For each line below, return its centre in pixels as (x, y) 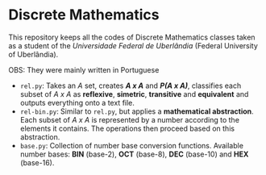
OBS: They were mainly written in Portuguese (84, 69)
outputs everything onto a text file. (77, 102)
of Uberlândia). (33, 54)
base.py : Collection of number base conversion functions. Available (132, 145)
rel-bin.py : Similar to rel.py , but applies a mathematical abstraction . (137, 111)
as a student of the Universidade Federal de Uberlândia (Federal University (133, 45)
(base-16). (37, 162)
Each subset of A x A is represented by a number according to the (130, 119)
